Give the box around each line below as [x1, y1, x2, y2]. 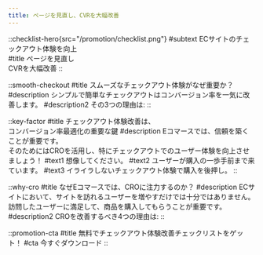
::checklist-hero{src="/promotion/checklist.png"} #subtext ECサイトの [8, 34, 236, 43]
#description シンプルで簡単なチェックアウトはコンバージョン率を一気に [8, 89, 243, 99]
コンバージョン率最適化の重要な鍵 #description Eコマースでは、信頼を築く [8, 126, 250, 136]
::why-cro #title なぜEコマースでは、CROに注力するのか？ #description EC [8, 182, 249, 191]
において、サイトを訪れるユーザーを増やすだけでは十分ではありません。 [21, 191, 255, 201]
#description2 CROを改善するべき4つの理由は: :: [8, 211, 165, 220]
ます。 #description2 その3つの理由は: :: [21, 100, 152, 109]
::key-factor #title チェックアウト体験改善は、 [8, 116, 155, 126]
